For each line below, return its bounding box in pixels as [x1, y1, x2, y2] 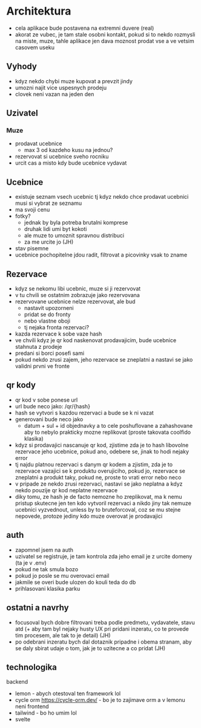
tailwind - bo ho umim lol [15, 709, 77, 716]
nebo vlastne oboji [24, 317, 71, 325]
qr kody [6, 380, 36, 390]
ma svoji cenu [15, 206, 50, 213]
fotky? [15, 213, 31, 220]
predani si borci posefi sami [15, 349, 85, 357]
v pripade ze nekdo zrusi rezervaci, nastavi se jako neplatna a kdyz [15, 480, 183, 487]
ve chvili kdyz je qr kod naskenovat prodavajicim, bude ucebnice [15, 337, 177, 344]
